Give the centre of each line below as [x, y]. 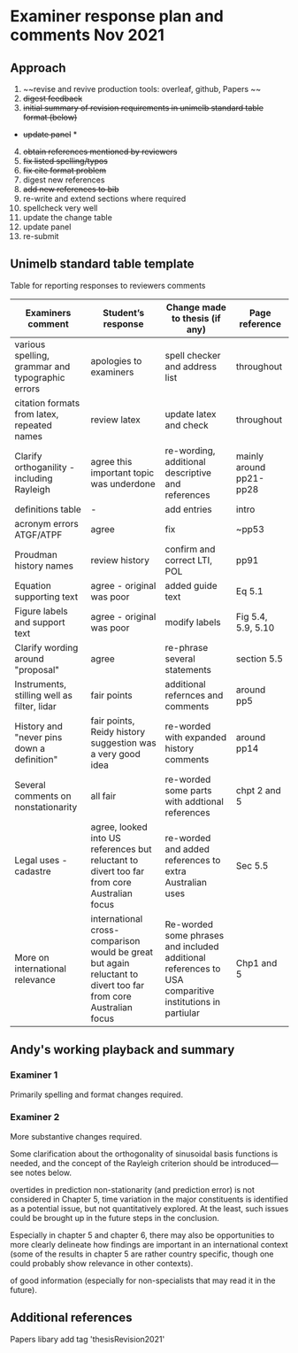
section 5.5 [260, 659]
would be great [122, 952]
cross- [105, 930]
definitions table [48, 509]
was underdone [123, 483]
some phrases [195, 935]
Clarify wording [46, 647]
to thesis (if [196, 318]
